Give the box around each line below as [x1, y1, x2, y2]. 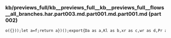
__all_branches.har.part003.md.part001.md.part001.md [5, 10, 148, 17]
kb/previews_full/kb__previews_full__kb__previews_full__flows [5, 4, 164, 11]
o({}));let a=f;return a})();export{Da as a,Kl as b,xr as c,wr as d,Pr [5, 28, 163, 33]
